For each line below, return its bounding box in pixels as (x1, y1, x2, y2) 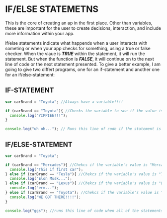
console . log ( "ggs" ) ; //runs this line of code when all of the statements (5, 208, 164, 213)
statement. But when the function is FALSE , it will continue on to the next (5, 56, 154, 62)
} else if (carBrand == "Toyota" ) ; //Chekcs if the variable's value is (5, 190, 159, 195)
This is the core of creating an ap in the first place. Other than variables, (5, 20, 153, 26)
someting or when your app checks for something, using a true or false (5, 45, 151, 51)
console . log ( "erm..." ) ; (9, 185, 59, 191)
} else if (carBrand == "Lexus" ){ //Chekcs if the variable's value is (5, 181, 157, 186)
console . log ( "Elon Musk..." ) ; (9, 176, 72, 181)
